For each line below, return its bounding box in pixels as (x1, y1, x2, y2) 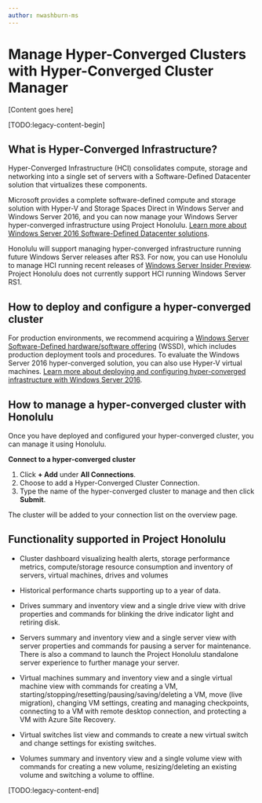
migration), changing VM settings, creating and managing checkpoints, (19, 698, 249, 707)
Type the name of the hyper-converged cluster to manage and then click (19, 486, 255, 496)
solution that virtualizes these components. (8, 180, 147, 189)
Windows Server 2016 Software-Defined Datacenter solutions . (8, 229, 210, 238)
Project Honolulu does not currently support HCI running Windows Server (8, 269, 246, 279)
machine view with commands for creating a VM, (19, 681, 178, 691)
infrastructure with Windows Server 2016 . (8, 375, 143, 385)
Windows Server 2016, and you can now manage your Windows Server (8, 212, 238, 222)
